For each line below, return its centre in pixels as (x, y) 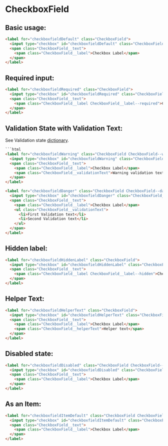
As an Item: (23, 404)
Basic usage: (26, 28)
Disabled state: (29, 354)
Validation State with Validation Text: (64, 128)
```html (13, 149)
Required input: (30, 78)
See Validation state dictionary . (37, 140)
